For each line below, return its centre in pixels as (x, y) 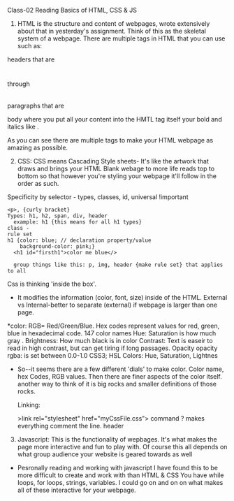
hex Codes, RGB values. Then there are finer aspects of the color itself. (119, 376)
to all (17, 271)
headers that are (31, 59)
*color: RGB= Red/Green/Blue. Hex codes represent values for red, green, (114, 326)
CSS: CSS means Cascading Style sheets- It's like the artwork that (113, 161)
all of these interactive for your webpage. (76, 490)
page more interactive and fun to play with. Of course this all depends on (122, 446)
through (19, 84)
